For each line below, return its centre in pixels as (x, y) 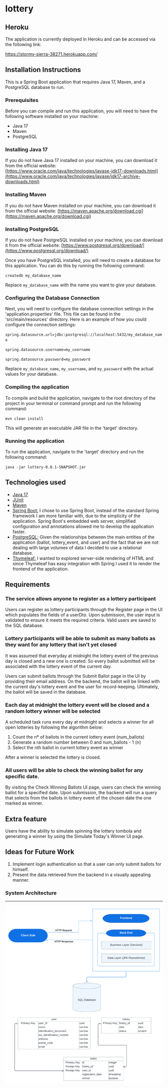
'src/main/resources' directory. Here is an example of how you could (76, 319)
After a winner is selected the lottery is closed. (53, 757)
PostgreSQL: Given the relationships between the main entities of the (83, 537)
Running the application (35, 441)
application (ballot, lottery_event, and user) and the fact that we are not (85, 542)
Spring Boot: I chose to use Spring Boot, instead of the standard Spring (85, 510)
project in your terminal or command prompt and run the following (73, 403)
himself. (20, 869)
